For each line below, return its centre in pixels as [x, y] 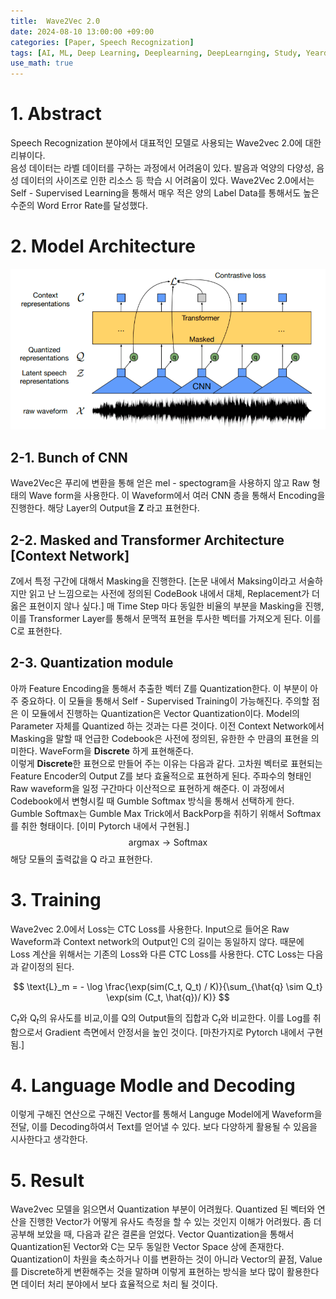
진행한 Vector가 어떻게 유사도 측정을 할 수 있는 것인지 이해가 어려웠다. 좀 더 [175, 1222]
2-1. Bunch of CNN [69, 457]
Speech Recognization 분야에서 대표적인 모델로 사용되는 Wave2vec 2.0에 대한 [166, 143]
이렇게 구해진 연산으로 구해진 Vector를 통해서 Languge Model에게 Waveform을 [166, 1114]
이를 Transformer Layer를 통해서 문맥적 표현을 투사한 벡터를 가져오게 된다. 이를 [166, 618]
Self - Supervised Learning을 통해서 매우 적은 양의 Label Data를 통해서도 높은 [165, 193]
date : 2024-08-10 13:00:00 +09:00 [82, 31]
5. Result [47, 1180]
